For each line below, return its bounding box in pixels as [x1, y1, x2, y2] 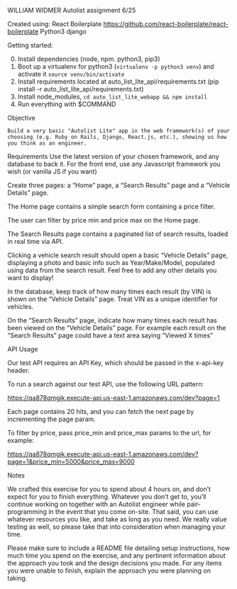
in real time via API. [7, 237, 64, 245]
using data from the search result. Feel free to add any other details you [7, 266, 217, 274]
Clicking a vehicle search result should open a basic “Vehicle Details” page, [7, 251, 228, 259]
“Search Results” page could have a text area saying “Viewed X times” [7, 331, 214, 340]
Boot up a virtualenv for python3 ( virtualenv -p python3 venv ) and [17, 62, 214, 70]
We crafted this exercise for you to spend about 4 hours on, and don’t [7, 485, 211, 493]
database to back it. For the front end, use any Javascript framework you [7, 159, 221, 168]
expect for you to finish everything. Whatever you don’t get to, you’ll [7, 493, 206, 500]
